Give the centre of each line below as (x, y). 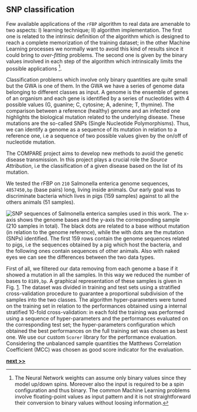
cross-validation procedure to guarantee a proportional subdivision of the (95, 293)
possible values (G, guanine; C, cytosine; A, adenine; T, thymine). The (90, 104)
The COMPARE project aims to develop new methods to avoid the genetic (95, 153)
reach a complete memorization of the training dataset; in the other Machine (98, 42)
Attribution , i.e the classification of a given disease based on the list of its (94, 166)
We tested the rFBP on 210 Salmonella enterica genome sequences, (88, 184)
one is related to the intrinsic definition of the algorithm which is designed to (98, 36)
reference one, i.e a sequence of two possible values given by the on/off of (97, 136)
